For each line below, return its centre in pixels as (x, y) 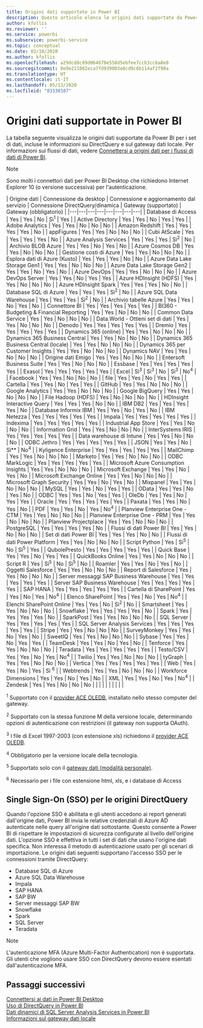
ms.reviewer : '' (27, 29)
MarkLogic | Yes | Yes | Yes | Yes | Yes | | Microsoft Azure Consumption (95, 462)
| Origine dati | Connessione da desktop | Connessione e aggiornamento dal (101, 198)
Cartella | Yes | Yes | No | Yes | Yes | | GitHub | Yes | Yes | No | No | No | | (97, 384)
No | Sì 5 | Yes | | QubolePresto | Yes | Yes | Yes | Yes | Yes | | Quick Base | (98, 549)
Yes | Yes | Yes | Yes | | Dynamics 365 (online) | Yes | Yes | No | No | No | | (98, 332)
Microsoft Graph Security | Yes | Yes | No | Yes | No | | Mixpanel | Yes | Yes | (101, 482)
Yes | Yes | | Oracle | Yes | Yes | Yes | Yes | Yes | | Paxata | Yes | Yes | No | (98, 501)
